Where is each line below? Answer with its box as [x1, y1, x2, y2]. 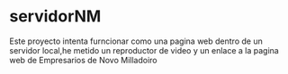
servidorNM [9, 6, 102, 27]
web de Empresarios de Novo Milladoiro [9, 54, 157, 65]
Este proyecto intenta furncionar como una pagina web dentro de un [9, 36, 263, 46]
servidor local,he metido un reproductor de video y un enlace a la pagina [9, 45, 279, 55]
